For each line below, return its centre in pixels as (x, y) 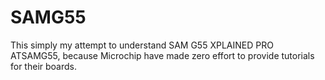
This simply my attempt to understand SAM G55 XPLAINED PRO (142, 45)
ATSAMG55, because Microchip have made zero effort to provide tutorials (162, 55)
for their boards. (43, 66)
